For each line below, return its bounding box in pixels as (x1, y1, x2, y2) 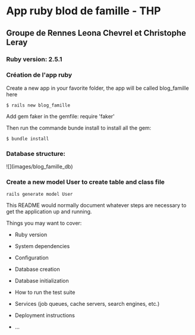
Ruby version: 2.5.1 (6, 55, 62, 63)
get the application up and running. (6, 208, 92, 215)
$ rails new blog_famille (6, 102, 70, 108)
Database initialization (14, 277, 70, 284)
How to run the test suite (14, 289, 76, 296)
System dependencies (14, 243, 70, 250)
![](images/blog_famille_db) (6, 163, 73, 170)
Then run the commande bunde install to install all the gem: (6, 124, 152, 132)
